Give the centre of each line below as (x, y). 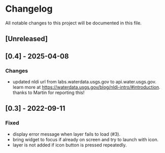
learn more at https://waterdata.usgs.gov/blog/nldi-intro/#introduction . (87, 87)
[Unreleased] (27, 39)
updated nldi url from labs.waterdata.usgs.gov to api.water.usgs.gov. (84, 82)
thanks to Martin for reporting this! (48, 93)
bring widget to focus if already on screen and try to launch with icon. (86, 139)
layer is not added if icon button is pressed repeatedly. (70, 145)
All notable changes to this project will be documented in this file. (74, 23)
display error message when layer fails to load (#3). (67, 134)
